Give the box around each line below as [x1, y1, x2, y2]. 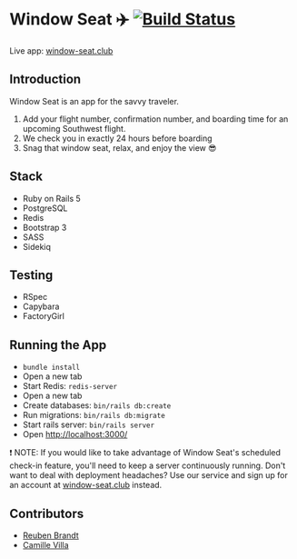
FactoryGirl [22, 311, 65, 322]
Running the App [9, 337, 107, 353]
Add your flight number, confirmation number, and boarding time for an [22, 113, 289, 125]
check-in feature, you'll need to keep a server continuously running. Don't [9, 460, 286, 471]
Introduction [9, 72, 82, 87]
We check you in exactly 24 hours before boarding [22, 133, 213, 144]
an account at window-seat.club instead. [9, 480, 163, 491]
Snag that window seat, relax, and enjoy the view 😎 [22, 142, 217, 153]
